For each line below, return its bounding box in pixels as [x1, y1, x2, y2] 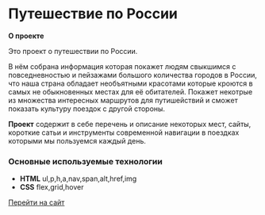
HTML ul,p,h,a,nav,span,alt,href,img [19, 174, 137, 183]
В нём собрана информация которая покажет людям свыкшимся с [8, 61, 236, 71]
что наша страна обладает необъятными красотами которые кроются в [8, 79, 253, 88]
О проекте [8, 31, 44, 40]
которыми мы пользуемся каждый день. [8, 136, 147, 145]
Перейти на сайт [8, 198, 65, 207]
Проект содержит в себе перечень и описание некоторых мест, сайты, [8, 119, 252, 129]
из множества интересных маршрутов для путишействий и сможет [8, 95, 238, 105]
